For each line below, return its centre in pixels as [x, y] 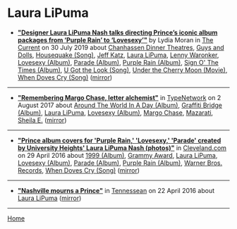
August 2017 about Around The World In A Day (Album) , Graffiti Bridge [120, 105]
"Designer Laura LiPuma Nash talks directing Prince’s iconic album [117, 32]
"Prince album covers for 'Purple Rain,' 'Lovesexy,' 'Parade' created [119, 140]
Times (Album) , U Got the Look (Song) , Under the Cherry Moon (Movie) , [122, 70]
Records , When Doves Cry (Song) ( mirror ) [78, 170]
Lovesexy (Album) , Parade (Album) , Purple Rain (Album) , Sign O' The [118, 62]
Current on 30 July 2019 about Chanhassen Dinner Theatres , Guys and [121, 47]
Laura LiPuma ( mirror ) [49, 198]
